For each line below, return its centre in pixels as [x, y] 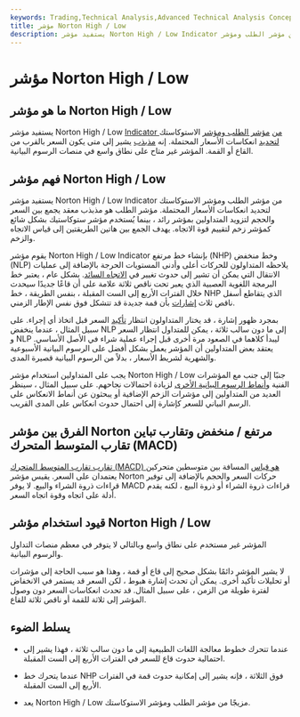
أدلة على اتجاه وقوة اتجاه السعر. [63, 495]
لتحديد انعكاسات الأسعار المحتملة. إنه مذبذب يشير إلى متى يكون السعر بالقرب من [145, 141]
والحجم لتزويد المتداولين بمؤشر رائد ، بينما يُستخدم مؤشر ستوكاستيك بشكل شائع [142, 220]
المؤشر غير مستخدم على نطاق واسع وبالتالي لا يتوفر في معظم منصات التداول [138, 544]
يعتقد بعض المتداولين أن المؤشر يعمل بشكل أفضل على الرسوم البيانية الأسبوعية [142, 349]
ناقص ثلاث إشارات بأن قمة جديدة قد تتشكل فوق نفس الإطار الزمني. [122, 302]
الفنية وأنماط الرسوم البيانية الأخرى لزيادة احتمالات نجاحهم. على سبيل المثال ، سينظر [150, 384]
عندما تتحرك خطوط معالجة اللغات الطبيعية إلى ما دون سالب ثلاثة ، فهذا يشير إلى [155, 649]
